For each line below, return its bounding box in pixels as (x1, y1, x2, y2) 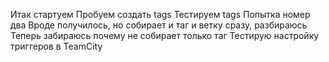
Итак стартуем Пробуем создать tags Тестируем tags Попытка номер (10, 9, 311, 20)
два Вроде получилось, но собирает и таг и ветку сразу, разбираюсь (10, 19, 308, 31)
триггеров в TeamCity (10, 40, 103, 52)
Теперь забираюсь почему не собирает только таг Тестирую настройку (10, 30, 320, 41)
